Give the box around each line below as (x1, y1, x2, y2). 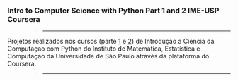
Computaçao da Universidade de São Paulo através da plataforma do (7, 52, 210, 61)
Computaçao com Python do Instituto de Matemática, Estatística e (7, 44, 200, 53)
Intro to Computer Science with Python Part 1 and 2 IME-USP (7, 6, 220, 15)
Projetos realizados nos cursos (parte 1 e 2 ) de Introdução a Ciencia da (7, 37, 215, 46)
